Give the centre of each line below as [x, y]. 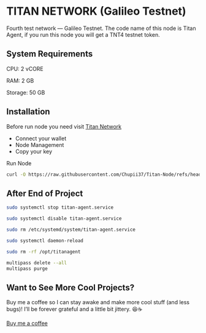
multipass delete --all [37, 263]
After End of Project [45, 193]
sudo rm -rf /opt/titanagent [44, 252]
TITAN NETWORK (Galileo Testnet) [96, 11]
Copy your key [34, 151]
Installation [28, 112]
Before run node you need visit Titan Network [64, 126]
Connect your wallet [40, 138]
